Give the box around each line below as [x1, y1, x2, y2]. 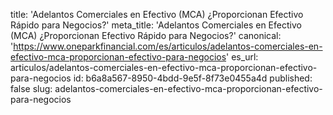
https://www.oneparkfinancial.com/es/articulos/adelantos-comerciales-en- [13, 40, 323, 52]
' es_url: [226, 51, 259, 63]
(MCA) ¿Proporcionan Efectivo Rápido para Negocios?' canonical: [10, 30, 282, 41]
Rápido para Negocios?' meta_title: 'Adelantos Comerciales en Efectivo [10, 19, 302, 31]
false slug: [10, 83, 53, 94]
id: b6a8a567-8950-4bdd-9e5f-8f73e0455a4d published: [73, 72, 313, 84]
